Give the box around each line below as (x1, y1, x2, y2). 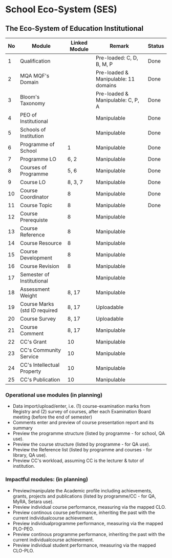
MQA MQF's (20, 72, 50, 79)
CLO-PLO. (12, 547, 34, 553)
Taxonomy (20, 100, 45, 107)
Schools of (20, 126, 46, 133)
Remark (110, 43, 130, 49)
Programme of (20, 141, 55, 148)
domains (95, 82, 117, 89)
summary (12, 425, 33, 431)
